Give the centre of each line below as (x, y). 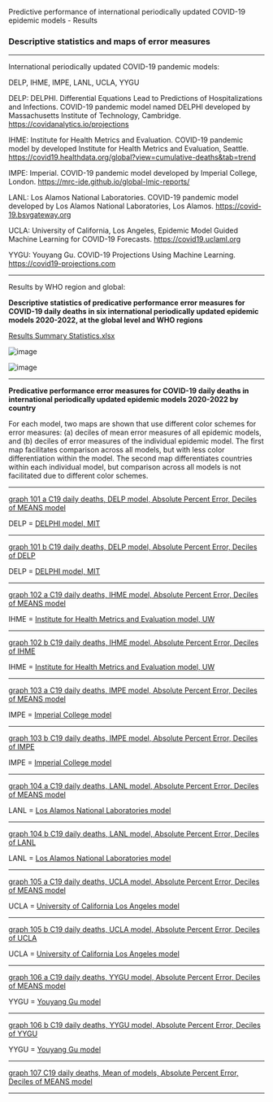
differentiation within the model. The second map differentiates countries (130, 458)
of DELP (22, 556)
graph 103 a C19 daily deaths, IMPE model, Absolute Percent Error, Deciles (133, 690)
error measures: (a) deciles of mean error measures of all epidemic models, (135, 433)
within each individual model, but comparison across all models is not (125, 467)
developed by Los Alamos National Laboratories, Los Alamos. (111, 206)
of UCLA (23, 938)
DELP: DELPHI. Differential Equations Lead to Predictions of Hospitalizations (135, 98)
